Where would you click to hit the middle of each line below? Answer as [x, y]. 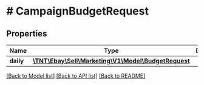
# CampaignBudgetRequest [77, 11]
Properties [27, 34]
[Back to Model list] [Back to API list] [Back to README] [76, 76]
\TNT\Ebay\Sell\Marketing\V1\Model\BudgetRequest [111, 61]
